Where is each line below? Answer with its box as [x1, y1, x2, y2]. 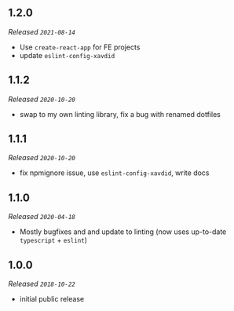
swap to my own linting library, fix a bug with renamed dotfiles [19, 109, 221, 119]
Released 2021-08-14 [8, 27, 76, 36]
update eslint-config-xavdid [19, 50, 115, 60]
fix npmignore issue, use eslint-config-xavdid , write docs [19, 168, 210, 177]
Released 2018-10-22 [8, 279, 76, 289]
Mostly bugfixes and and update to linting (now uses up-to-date [19, 227, 227, 236]
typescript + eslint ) [19, 236, 88, 245]
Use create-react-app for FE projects [19, 42, 141, 52]
